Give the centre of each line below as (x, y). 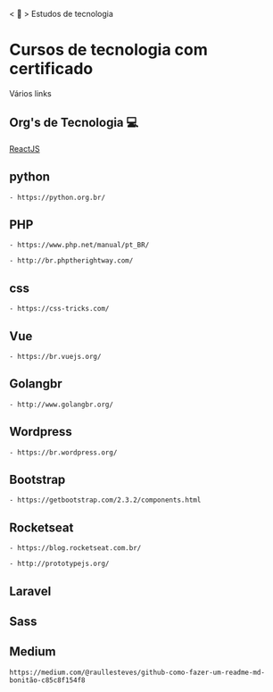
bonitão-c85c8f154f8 (48, 680)
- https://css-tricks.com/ (59, 309)
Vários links (30, 93)
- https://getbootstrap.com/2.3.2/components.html (105, 500)
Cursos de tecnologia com (108, 50)
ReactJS (25, 148)
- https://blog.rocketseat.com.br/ (75, 548)
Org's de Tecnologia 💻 (74, 123)
